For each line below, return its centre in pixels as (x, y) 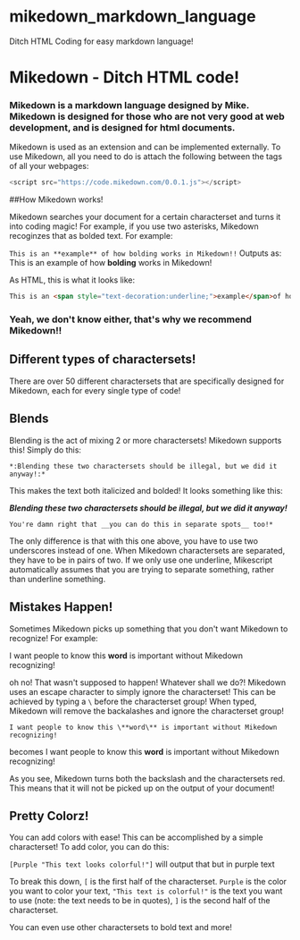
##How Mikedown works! (56, 199)
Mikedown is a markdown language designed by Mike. (129, 106)
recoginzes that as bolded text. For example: (91, 236)
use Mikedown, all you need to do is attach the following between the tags (146, 157)
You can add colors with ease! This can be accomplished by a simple (136, 837)
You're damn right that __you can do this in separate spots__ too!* (142, 524)
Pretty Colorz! (49, 816)
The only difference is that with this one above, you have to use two (134, 541)
